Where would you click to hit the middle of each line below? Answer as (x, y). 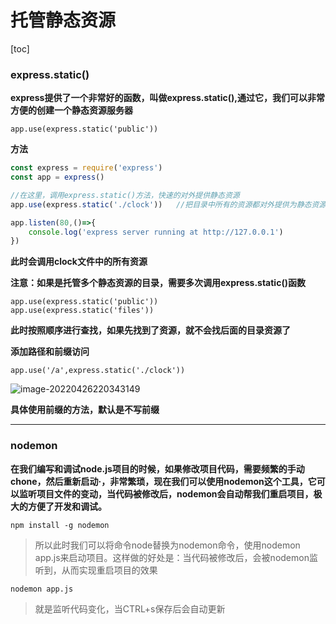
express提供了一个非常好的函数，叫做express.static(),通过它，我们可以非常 (168, 98)
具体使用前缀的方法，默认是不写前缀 (85, 410)
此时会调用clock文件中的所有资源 (79, 262)
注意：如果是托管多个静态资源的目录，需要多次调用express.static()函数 (158, 283)
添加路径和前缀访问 (50, 352)
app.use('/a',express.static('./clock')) (98, 371)
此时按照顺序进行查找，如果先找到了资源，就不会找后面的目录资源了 (150, 330)
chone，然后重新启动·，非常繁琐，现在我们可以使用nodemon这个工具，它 (163, 481)
